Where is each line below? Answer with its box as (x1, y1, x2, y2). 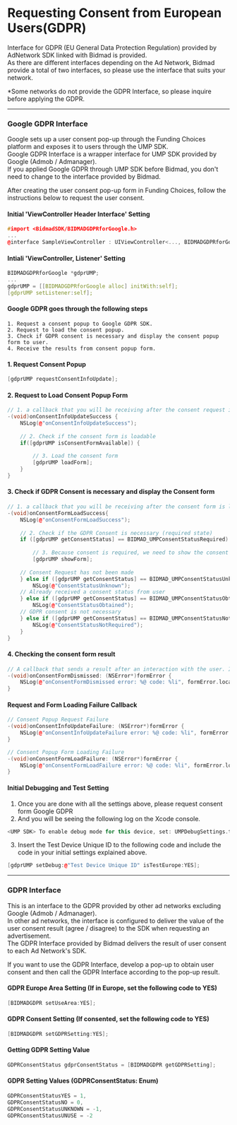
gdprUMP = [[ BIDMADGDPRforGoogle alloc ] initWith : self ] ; (7, 283, 178, 290)
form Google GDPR (17, 807, 73, 815)
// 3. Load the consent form (32, 452, 119, 460)
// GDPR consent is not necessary (20, 608, 121, 615)
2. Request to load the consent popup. (7, 326, 125, 334)
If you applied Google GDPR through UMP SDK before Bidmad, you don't (7, 165, 219, 174)
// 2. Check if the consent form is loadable (20, 432, 157, 440)
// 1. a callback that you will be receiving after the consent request (7, 406, 226, 414)
